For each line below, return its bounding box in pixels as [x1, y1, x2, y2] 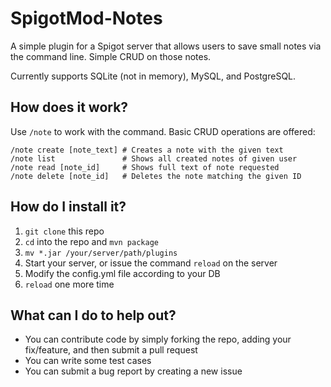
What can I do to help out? [10, 307, 177, 324]
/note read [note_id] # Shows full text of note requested [10, 162, 280, 172]
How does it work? [10, 99, 129, 116]
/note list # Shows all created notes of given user [10, 153, 298, 164]
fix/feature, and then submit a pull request [24, 344, 198, 356]
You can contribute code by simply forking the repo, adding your [24, 333, 292, 346]
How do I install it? [10, 198, 127, 216]
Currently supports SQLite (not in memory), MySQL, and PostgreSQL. [10, 70, 297, 82]
